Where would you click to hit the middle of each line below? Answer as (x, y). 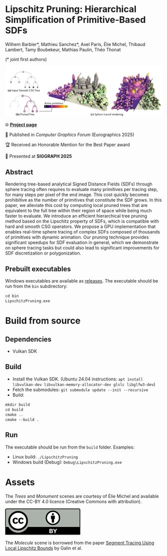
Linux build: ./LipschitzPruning (45, 456)
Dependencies (28, 339)
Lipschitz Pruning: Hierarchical (71, 9)
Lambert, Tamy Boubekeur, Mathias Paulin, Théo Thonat (63, 49)
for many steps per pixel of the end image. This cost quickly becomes (77, 195)
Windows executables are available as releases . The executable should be (82, 281)
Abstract (19, 172)
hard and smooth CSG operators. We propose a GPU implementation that (80, 226)
